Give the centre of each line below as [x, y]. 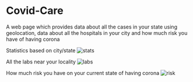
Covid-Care [35, 11]
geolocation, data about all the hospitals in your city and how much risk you [97, 33]
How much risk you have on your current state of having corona [83, 73]
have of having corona [33, 39]
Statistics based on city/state [41, 50]
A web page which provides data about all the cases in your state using [92, 27]
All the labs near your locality [41, 62]
